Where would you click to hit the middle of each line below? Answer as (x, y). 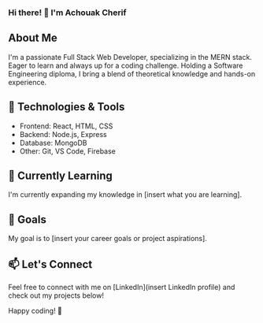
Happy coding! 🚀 (35, 310)
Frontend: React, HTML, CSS (66, 126)
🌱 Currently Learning (60, 175)
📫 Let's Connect (50, 264)
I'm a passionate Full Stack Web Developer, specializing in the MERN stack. (130, 57)
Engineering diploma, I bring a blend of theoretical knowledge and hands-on (132, 73)
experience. (28, 82)
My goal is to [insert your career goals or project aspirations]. (107, 239)
